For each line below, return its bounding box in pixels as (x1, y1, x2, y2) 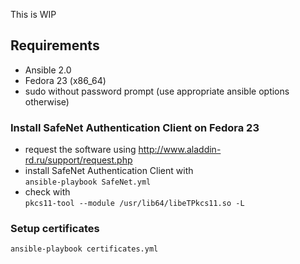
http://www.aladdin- (138, 144, 222, 156)
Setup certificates (10, 222, 100, 236)
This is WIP (10, 9, 57, 20)
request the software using (24, 144, 137, 156)
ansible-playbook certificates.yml (10, 244, 159, 254)
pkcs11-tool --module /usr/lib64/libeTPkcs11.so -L (24, 199, 245, 209)
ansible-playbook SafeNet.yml (24, 177, 152, 188)
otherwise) (24, 95, 70, 108)
